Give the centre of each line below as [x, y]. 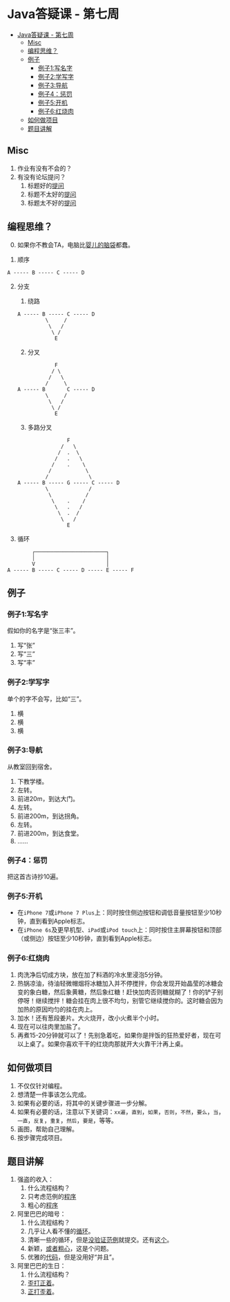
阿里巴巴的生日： [41, 1266]
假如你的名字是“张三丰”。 [43, 631]
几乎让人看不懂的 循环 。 [61, 1231]
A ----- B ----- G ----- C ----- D [68, 483]
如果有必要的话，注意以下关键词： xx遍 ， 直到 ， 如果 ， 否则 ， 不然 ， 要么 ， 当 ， [121, 1112]
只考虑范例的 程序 [52, 1197]
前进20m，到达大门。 [48, 798]
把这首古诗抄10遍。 [35, 877]
